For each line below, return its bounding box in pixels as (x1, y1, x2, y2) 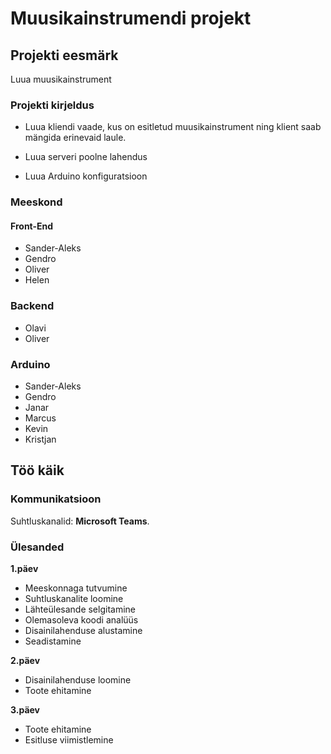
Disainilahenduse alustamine (24, 625, 143, 636)
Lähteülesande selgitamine (24, 603, 136, 615)
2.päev (10, 655, 41, 666)
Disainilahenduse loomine (24, 674, 132, 686)
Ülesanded (10, 540, 65, 554)
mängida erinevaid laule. (24, 132, 127, 144)
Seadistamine (24, 635, 82, 647)
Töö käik (10, 462, 65, 479)
